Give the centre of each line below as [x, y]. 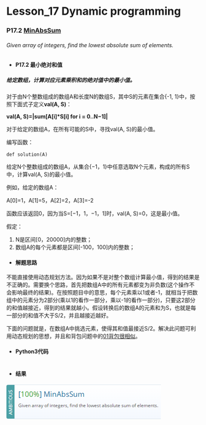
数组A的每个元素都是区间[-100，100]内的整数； [75, 247]
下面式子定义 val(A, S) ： [41, 104]
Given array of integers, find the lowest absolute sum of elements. [90, 45]
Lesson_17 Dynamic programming [94, 11]
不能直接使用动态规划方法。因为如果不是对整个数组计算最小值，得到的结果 [100, 277]
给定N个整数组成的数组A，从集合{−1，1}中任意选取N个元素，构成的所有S [98, 167]
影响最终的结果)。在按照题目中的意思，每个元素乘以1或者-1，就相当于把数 [105, 293]
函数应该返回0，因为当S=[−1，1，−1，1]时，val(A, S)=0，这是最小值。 [95, 213]
